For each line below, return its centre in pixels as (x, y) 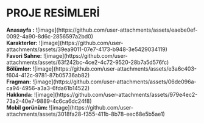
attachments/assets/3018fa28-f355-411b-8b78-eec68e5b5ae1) (86, 114)
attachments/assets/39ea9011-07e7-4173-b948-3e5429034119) (87, 49)
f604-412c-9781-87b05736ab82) (48, 75)
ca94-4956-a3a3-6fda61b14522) (48, 88)
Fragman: (19, 82)
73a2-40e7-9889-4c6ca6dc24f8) (49, 101)
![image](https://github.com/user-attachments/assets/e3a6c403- (114, 69)
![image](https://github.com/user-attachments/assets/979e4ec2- (116, 94)
